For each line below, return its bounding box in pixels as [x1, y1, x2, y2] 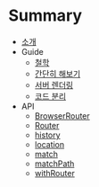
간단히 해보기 [34, 68, 81, 79]
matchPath [34, 158, 75, 169]
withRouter [34, 167, 75, 178]
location [34, 138, 65, 149]
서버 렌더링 [34, 79, 73, 90]
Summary [8, 5, 82, 26]
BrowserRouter [34, 110, 90, 121]
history [34, 129, 61, 140]
